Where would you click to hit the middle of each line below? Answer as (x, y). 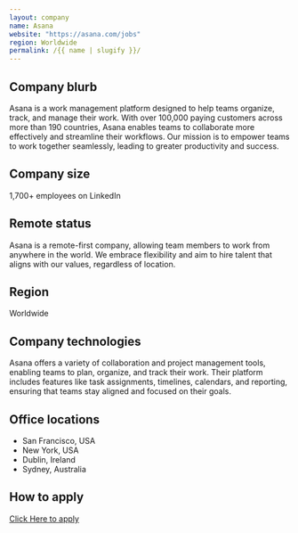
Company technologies (75, 341)
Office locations (55, 419)
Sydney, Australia (54, 469)
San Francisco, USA (59, 441)
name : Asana (31, 26)
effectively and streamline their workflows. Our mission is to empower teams (149, 136)
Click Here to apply (44, 519)
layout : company (39, 17)
